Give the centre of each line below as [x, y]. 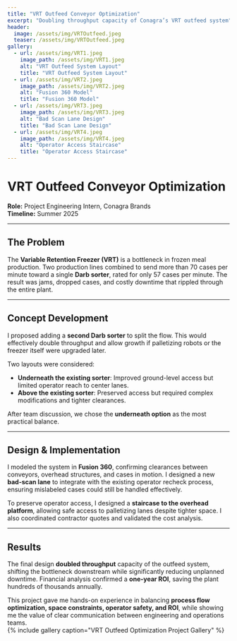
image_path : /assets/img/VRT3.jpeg [72, 112]
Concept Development [58, 318]
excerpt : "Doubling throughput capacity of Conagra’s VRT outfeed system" [120, 20]
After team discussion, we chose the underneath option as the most [107, 414]
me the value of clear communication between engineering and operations [116, 616]
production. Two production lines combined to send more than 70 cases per [117, 267]
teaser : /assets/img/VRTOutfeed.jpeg [69, 40]
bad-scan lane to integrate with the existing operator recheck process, [110, 482]
